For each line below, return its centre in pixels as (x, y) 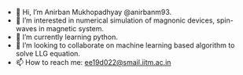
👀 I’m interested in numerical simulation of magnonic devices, (115, 20)
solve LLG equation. (48, 54)
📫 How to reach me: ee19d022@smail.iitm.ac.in (93, 62)
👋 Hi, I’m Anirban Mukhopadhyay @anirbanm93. (94, 12)
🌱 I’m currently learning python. (66, 37)
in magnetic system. (71, 29)
